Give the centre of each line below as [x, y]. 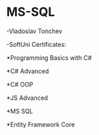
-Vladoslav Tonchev [34, 31]
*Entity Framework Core [41, 124]
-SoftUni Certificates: [36, 44]
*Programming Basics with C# [49, 58]
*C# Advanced [28, 71]
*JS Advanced [27, 98]
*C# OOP [20, 84]
